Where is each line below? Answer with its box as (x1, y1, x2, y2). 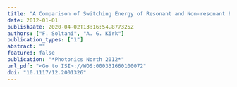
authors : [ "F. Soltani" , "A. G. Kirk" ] (7, 29, 125, 37)
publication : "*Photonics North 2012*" (7, 56, 125, 63)
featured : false (7, 50, 55, 57)
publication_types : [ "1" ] (7, 36, 83, 43)
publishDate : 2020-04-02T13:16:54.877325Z (7, 23, 134, 30)
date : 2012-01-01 (7, 17, 59, 24)
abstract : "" (7, 43, 46, 50)
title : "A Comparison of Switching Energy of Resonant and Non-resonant (7, 10, 226, 18)
